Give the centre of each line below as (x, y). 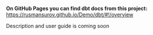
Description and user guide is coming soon (58, 26)
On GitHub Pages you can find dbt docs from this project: (77, 8)
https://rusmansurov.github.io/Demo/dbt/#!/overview (70, 15)
